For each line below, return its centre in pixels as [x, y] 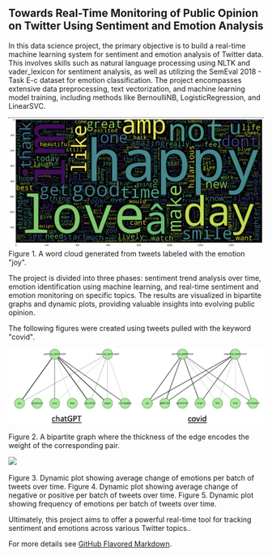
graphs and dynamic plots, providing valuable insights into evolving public [132, 304]
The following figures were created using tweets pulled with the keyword [130, 329]
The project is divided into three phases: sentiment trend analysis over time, [135, 278]
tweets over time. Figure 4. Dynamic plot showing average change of [123, 487]
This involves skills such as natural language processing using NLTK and [130, 62]
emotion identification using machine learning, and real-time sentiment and [134, 287]
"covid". [21, 337]
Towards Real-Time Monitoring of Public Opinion [134, 13]
